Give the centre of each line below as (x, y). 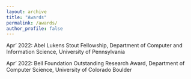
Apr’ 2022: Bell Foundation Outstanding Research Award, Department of (95, 63)
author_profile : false (35, 28)
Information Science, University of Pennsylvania (65, 52)
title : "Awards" (26, 17)
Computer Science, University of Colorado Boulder (69, 70)
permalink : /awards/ (32, 23)
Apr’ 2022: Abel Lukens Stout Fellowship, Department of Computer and (95, 45)
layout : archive (26, 12)
